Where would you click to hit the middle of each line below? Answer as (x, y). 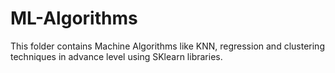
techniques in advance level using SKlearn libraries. (116, 56)
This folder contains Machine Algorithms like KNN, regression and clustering (167, 46)
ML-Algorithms (74, 18)
